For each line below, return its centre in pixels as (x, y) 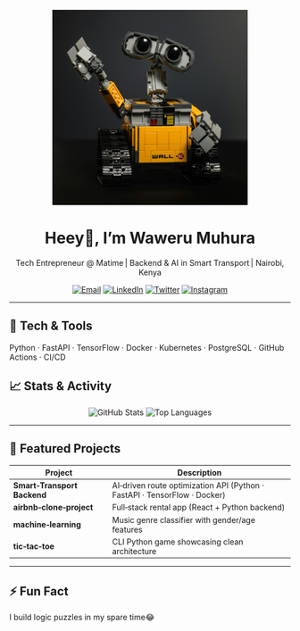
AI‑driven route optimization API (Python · (188, 486)
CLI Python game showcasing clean (178, 542)
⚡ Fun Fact (39, 591)
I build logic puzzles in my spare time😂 (82, 618)
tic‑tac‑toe (34, 546)
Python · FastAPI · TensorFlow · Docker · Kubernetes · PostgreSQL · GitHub (147, 347)
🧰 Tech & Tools (51, 326)
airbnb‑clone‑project (53, 507)
